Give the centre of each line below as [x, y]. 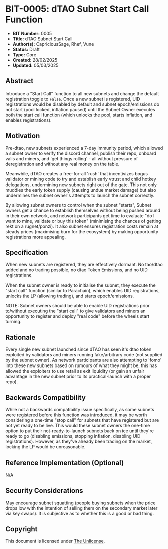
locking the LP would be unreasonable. [45, 447]
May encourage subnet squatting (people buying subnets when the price [80, 503]
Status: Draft [26, 49]
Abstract [19, 81]
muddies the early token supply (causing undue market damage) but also [81, 190]
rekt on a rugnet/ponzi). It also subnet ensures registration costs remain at [82, 226]
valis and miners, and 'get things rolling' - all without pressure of [72, 158]
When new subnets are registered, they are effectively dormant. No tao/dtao [84, 265]
